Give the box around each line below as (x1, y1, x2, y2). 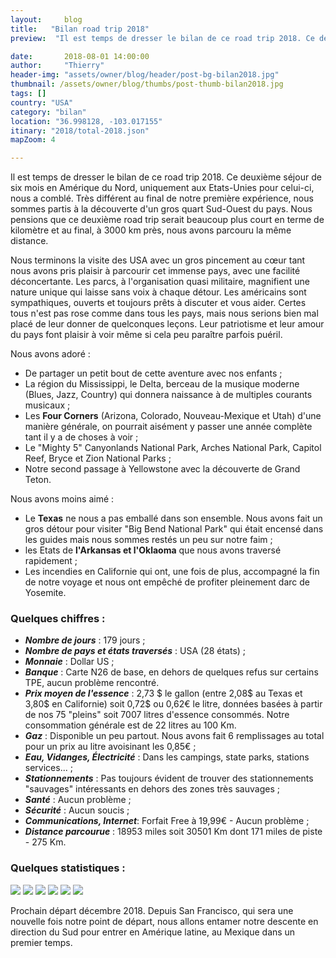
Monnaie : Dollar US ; (24, 656, 115, 668)
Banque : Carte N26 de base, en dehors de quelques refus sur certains (24, 666, 319, 678)
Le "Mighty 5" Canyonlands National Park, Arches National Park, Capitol (24, 442, 322, 454)
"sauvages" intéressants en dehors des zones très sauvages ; (24, 783, 280, 795)
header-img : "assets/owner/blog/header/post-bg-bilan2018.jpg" (10, 70, 280, 80)
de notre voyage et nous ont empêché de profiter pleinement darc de (24, 576, 310, 588)
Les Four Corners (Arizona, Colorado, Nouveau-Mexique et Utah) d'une (24, 410, 322, 422)
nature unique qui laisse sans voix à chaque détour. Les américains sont (10, 286, 307, 298)
